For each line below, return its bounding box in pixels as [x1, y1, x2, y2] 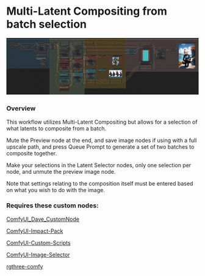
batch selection [6, 17, 87, 31]
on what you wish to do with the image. [6, 186, 105, 193]
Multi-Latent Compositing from [6, 4, 168, 18]
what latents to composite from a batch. [6, 124, 107, 132]
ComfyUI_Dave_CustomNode [6, 215, 79, 223]
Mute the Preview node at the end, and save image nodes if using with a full [6, 136, 197, 144]
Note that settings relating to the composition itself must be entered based [6, 179, 193, 187]
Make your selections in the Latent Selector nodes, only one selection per [6, 161, 192, 169]
